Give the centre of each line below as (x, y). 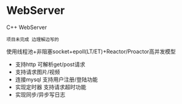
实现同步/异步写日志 (40, 94)
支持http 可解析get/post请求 (50, 64)
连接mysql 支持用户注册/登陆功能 (57, 79)
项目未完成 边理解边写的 (33, 39)
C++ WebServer (27, 27)
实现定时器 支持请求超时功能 (51, 87)
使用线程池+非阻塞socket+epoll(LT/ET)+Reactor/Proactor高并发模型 (91, 51)
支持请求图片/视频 (37, 72)
